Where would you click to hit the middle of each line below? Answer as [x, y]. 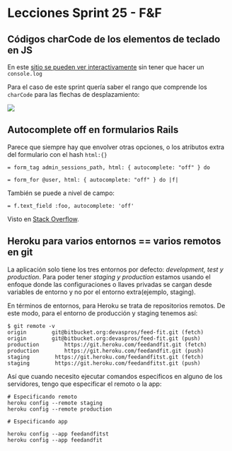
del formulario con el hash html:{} [57, 154]
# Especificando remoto [42, 397]
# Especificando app [38, 421]
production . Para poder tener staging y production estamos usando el [109, 276]
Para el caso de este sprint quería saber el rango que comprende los [107, 87]
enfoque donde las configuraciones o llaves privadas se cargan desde [110, 284]
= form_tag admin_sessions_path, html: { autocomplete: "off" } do [109, 168]
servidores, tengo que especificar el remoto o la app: [85, 384]
